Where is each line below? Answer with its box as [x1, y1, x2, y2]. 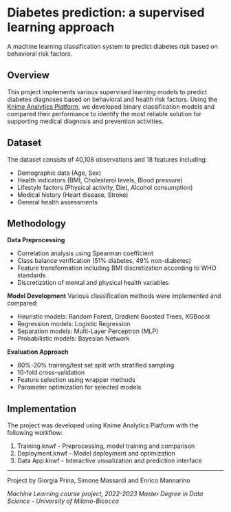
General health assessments [16, 198, 98, 206]
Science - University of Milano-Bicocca [7, 497, 119, 505]
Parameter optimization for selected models [16, 383, 142, 392]
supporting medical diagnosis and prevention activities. [7, 117, 164, 125]
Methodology [7, 217, 67, 229]
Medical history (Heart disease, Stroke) [16, 191, 129, 199]
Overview [7, 70, 50, 81]
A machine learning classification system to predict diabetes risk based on [7, 42, 218, 50]
